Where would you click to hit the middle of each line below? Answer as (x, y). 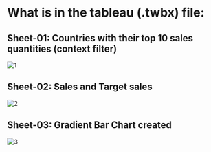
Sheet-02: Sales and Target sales (80, 87)
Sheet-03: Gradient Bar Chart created (89, 125)
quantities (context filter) (62, 48)
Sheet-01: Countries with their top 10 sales (100, 38)
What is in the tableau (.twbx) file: (106, 13)
